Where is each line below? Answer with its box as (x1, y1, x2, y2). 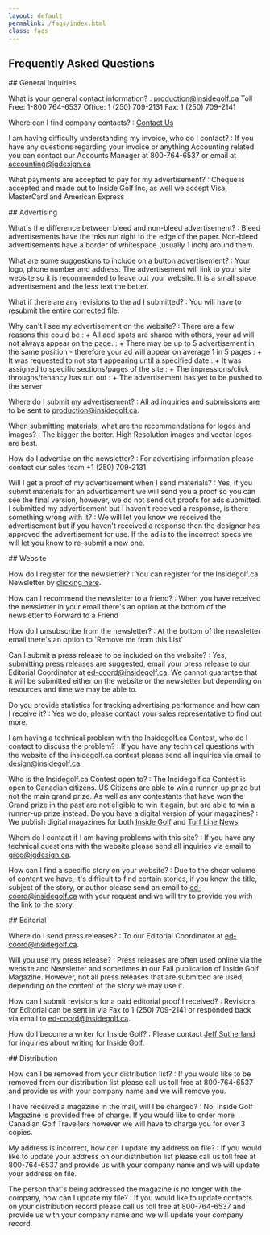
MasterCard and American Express (8, 192, 125, 202)
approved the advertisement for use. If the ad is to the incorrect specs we (8, 530, 253, 539)
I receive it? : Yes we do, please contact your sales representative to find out (8, 709, 262, 718)
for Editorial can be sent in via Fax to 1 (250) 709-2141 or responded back (8, 1005, 251, 1015)
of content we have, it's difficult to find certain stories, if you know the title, (8, 874, 258, 884)
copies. (8, 1128, 33, 1137)
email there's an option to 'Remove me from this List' (8, 634, 184, 645)
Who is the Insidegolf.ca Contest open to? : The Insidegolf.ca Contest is (8, 775, 246, 784)
